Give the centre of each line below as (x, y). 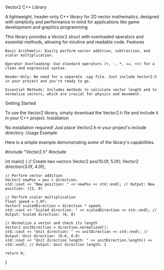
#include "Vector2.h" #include (36, 152)
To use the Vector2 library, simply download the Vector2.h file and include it (82, 113)
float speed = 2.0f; (26, 202)
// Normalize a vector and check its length (51, 223)
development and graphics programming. (47, 27)
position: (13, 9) (24, 189)
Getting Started (21, 103)
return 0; (15, 253)
